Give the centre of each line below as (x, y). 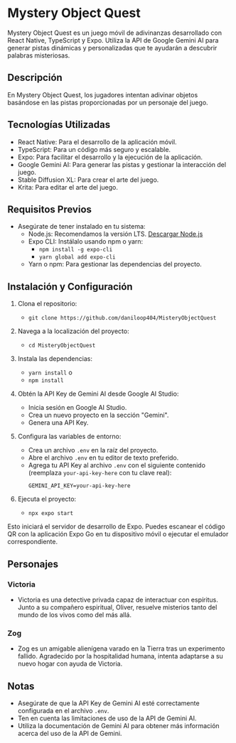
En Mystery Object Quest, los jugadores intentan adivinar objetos (103, 94)
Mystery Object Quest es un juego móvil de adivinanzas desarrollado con (115, 33)
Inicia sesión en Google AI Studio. (77, 408)
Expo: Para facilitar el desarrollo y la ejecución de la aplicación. (110, 157)
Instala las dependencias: (55, 359)
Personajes (33, 564)
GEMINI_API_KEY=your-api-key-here (79, 486)
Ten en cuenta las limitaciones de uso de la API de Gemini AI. (107, 718)
